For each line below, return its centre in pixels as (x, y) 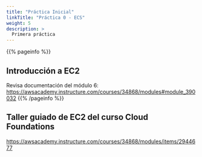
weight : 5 (19, 23)
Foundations (31, 127)
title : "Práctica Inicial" (40, 12)
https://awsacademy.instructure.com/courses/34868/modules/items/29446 (101, 141)
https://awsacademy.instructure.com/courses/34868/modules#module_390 (101, 92)
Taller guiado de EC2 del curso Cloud (77, 117)
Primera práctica (34, 35)
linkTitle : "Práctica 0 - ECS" (46, 18)
